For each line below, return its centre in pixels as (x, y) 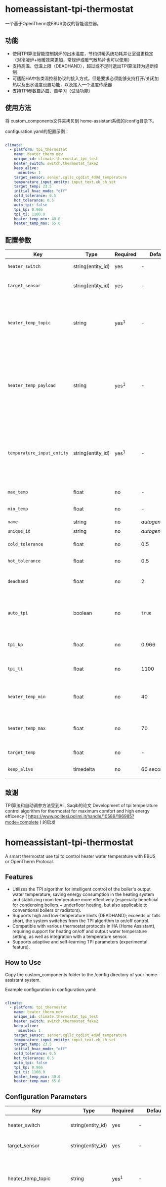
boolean (83, 613)
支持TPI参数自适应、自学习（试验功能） (52, 91)
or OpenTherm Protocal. (30, 861)
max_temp (18, 492)
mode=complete (22, 822)
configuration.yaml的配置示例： (37, 131)
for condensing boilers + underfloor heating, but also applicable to (80, 905)
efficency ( (16, 816)
